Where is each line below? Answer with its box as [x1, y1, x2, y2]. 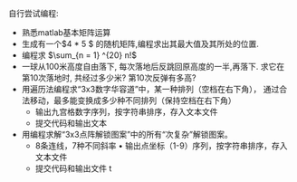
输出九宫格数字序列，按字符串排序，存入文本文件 [34, 107, 218, 117]
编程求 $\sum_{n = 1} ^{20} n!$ [21, 50, 138, 61]
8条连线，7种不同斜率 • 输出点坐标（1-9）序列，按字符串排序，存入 [34, 140, 288, 151]
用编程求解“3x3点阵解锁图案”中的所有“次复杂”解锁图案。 [21, 129, 233, 139]
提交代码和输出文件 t [34, 163, 112, 174]
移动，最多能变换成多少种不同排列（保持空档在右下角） [29, 95, 236, 106]
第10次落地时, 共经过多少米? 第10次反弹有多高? [21, 72, 196, 83]
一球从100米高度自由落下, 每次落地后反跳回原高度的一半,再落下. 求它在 [21, 62, 285, 72]
